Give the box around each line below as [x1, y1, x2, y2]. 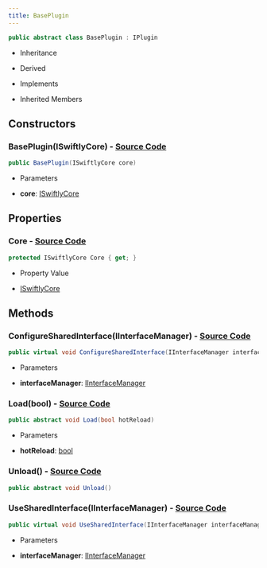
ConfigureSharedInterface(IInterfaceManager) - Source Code [8, 330, 251, 341]
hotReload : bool [19, 446, 73, 456]
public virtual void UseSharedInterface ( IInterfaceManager [8, 520, 208, 529]
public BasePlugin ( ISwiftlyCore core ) [8, 159, 137, 167]
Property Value [19, 268, 69, 278]
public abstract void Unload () [8, 484, 112, 492]
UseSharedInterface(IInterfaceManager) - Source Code [8, 503, 226, 514]
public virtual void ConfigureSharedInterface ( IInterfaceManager [8, 348, 229, 356]
